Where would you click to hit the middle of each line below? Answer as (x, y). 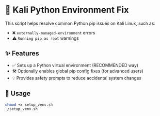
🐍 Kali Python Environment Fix (67, 10)
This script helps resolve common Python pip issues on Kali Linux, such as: (80, 23)
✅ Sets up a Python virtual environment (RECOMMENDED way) (75, 65)
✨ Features (22, 54)
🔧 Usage (18, 93)
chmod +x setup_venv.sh (29, 105)
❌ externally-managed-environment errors (54, 33)
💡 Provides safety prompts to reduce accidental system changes (77, 78)
